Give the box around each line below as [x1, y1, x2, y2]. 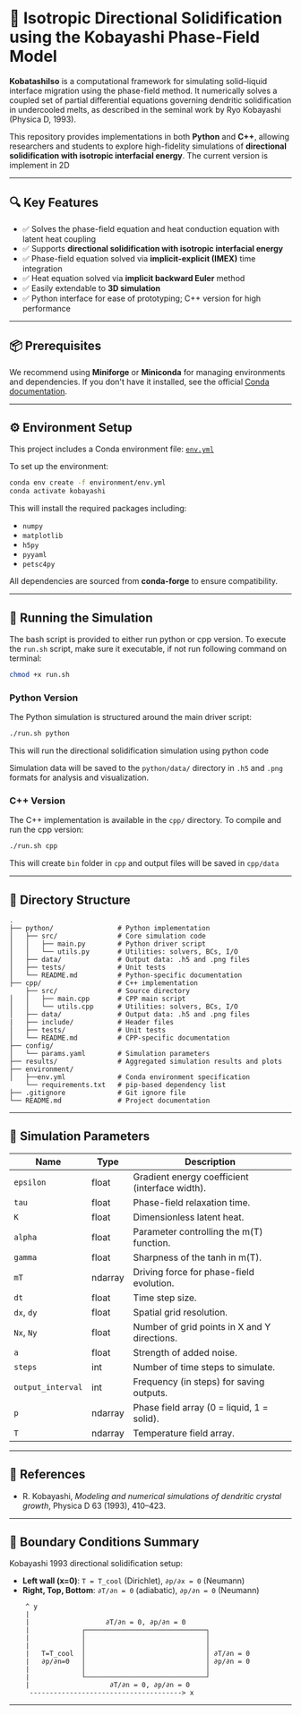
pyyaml [21, 551, 47, 560]
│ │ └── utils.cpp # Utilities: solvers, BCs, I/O [9, 1002, 239, 1011]
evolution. [133, 1276, 175, 1289]
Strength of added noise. [133, 1346, 237, 1359]
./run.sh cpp [9, 842, 58, 851]
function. [133, 1236, 171, 1248]
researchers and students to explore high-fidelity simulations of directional [9, 141, 287, 151]
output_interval [13, 1382, 83, 1392]
